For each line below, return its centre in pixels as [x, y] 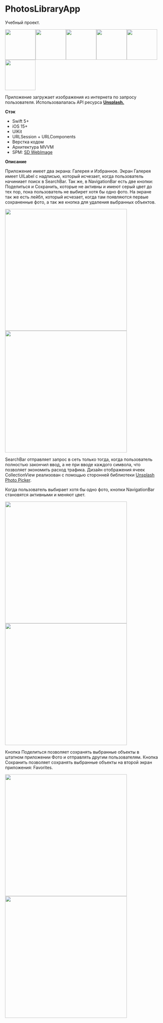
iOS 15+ [20, 126]
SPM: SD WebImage [32, 152]
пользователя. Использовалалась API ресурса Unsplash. [65, 102]
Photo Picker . [18, 480]
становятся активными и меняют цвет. [45, 494]
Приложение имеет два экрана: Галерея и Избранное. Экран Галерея [78, 171]
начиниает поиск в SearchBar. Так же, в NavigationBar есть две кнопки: [79, 181]
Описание [16, 161]
